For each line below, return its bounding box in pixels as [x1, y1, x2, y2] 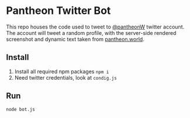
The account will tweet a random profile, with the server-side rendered [6, 29, 177, 36]
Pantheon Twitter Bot [6, 4, 111, 17]
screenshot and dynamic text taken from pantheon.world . [6, 35, 144, 42]
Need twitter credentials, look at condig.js [14, 74, 117, 81]
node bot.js [6, 106, 35, 112]
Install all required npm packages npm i [14, 68, 109, 75]
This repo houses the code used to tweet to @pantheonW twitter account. [6, 23, 185, 30]
